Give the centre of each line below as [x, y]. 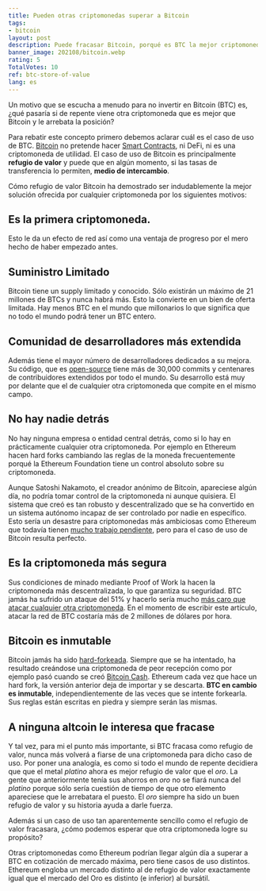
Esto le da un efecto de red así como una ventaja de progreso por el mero [128, 238]
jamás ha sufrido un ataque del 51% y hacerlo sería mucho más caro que [127, 599]
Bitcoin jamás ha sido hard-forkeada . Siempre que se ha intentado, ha [122, 660]
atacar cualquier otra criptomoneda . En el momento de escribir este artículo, [133, 607]
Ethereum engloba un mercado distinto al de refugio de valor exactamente [129, 870]
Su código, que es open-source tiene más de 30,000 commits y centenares [131, 368]
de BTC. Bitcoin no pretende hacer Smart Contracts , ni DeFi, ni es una [122, 145]
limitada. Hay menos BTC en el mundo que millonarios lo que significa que [129, 308]
